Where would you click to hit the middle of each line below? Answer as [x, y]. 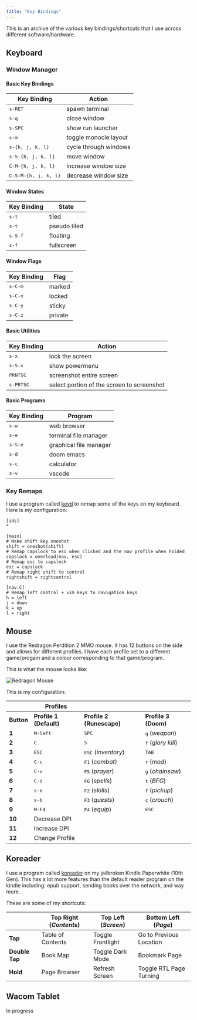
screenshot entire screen [84, 375]
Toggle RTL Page [162, 968]
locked [58, 296]
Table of [53, 934]
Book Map [55, 955]
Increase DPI [51, 829]
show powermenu [74, 365]
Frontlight [106, 942]
